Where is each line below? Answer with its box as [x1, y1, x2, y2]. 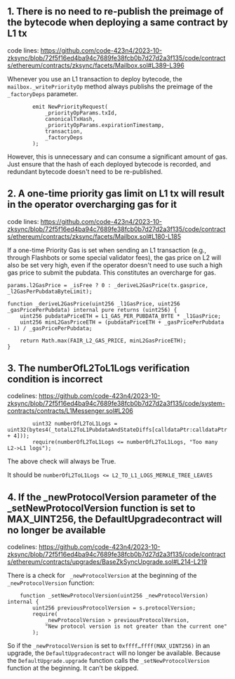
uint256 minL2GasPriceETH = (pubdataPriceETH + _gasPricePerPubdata [20, 319, 224, 326]
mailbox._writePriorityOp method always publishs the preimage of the [7, 82, 213, 91]
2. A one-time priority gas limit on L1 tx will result [7, 187, 224, 199]
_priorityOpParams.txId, [44, 109, 118, 117]
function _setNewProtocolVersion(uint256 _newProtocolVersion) [20, 593, 209, 600]
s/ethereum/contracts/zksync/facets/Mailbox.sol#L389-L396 [7, 61, 184, 70]
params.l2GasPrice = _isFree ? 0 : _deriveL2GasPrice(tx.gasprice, [7, 282, 209, 289]
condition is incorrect [7, 374, 103, 385]
